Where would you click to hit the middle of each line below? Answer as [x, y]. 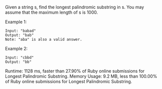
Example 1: [16, 22]
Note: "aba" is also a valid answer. [44, 39]
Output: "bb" [18, 62]
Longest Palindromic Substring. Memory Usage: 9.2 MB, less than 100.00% [81, 76]
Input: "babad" [21, 31]
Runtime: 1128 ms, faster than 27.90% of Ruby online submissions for [75, 71]
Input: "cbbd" [20, 58]
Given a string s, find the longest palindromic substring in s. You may [75, 7]
